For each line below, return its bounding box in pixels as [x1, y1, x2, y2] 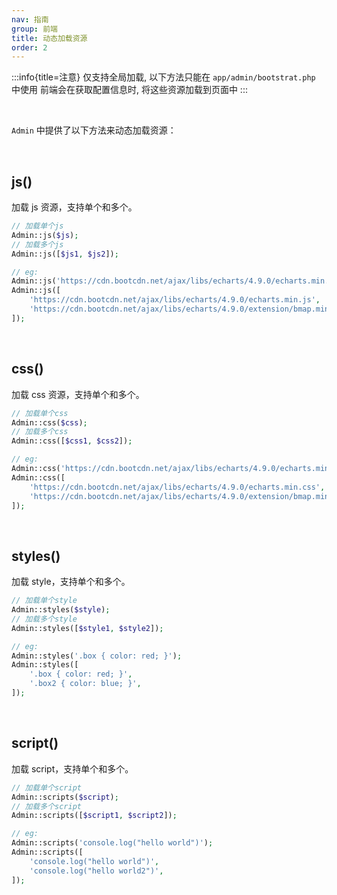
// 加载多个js [11, 239, 64, 250]
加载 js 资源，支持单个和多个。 [11, 201, 138, 213]
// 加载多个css [11, 427, 69, 437]
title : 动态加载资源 [11, 33, 88, 43]
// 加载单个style [11, 596, 78, 606]
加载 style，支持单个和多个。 [11, 576, 131, 588]
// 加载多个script [11, 801, 82, 811]
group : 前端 [11, 24, 58, 34]
